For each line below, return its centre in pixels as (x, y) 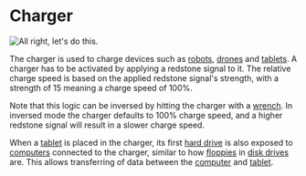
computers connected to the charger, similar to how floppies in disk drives (149, 152)
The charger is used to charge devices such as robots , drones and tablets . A (153, 58)
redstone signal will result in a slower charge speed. (107, 125)
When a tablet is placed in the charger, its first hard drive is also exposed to (152, 142)
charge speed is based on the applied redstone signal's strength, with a (144, 78)
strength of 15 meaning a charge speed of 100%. (101, 88)
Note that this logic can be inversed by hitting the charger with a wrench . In (151, 105)
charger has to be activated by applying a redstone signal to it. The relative (150, 68)
